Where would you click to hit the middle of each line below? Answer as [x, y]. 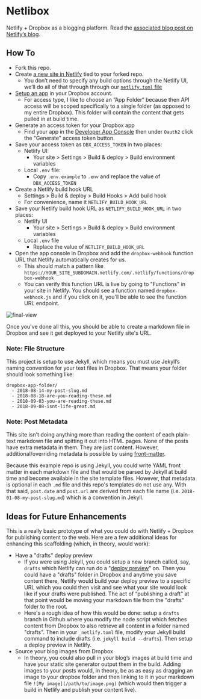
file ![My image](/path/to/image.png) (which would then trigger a [105, 683]
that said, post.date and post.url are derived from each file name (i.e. [93, 491]
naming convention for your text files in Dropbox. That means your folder [97, 368]
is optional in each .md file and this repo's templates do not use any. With [96, 485]
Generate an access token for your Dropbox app [75, 125]
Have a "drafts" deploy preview [54, 556]
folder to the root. [46, 607]
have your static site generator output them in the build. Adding [102, 664]
